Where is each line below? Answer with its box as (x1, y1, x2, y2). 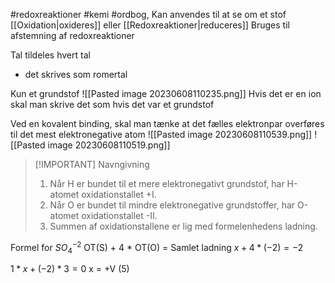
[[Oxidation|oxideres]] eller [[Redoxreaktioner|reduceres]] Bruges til (10, 19, 290, 31)
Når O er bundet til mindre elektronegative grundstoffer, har (49, 199, 296, 211)
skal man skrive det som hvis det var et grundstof (10, 99, 215, 110)
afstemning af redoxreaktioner (10, 30, 135, 41)
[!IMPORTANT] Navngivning (34, 159, 150, 170)
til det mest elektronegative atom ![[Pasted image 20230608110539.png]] (10, 129, 313, 140)
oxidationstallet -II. (81, 210, 158, 221)
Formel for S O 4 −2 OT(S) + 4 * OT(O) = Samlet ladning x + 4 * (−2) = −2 (10, 240, 304, 256)
